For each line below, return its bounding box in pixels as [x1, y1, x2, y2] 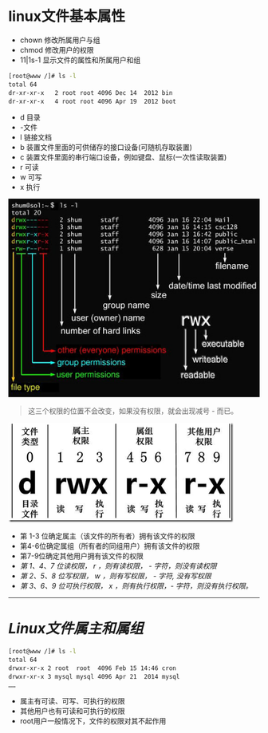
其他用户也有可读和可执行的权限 [19, 707, 125, 716]
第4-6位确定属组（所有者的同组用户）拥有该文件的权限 [19, 542, 200, 551]
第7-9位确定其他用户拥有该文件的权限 [19, 551, 144, 561]
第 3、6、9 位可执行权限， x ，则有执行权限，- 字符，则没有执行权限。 [19, 581, 253, 591]
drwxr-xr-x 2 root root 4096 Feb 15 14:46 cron [8, 664, 177, 672]
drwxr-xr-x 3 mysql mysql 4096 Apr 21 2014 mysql [8, 672, 180, 680]
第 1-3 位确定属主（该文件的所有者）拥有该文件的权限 [19, 531, 195, 541]
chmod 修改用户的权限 [19, 45, 94, 54]
